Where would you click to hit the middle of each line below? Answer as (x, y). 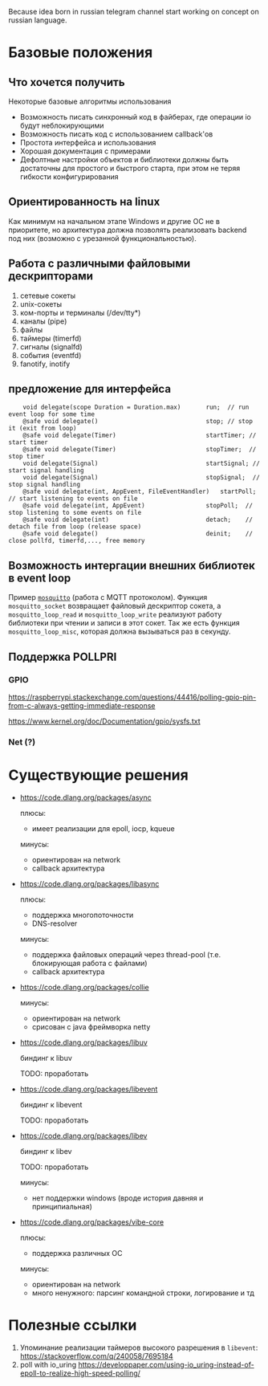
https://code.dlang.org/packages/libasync (89, 883)
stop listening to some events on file (75, 513)
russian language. (38, 20)
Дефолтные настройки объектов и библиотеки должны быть (124, 159)
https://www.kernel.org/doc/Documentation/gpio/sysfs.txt (104, 721)
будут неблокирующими (62, 125)
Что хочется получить (67, 82)
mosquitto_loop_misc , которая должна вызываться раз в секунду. (120, 632)
